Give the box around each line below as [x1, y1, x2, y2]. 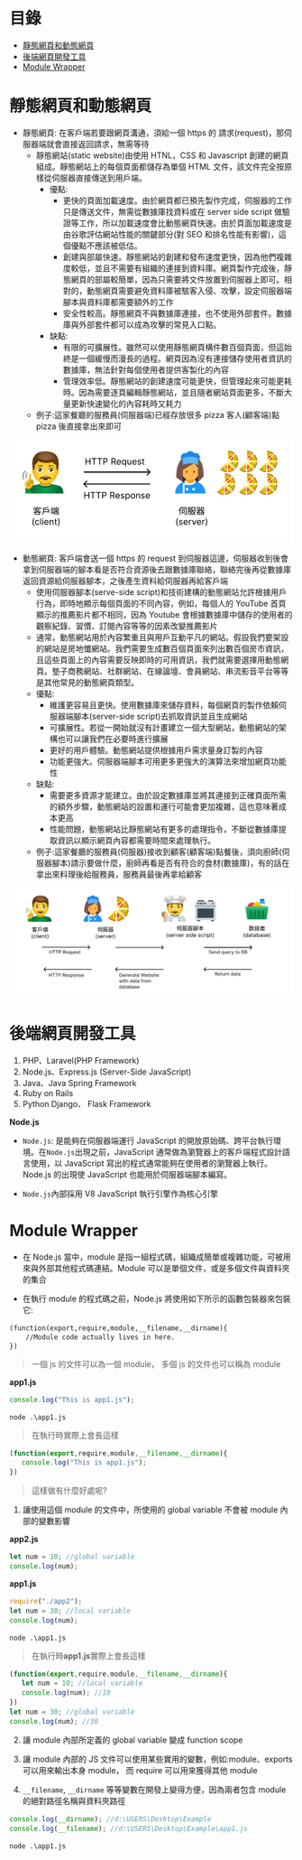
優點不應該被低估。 [70, 240, 142, 251]
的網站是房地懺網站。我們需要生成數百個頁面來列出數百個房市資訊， [35, 643, 289, 655]
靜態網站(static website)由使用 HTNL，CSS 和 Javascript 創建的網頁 [35, 150, 289, 161]
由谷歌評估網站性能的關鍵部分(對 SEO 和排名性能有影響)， [62, 228, 279, 239]
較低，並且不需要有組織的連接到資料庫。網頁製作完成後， [70, 263, 285, 274]
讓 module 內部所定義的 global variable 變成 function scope [22, 1734, 243, 1745]
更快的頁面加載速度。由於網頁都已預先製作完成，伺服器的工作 [62, 195, 293, 206]
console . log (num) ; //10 [21, 1688, 111, 1697]
